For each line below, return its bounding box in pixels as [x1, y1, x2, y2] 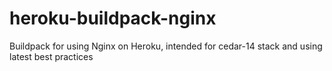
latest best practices [9, 50, 94, 62]
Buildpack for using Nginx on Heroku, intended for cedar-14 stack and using [9, 40, 323, 52]
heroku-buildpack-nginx [9, 7, 217, 30]
